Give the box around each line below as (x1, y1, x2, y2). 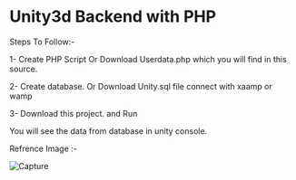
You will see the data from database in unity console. (9, 125, 208, 137)
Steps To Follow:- (9, 36, 75, 47)
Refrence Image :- (9, 143, 77, 154)
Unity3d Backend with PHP (9, 6, 216, 27)
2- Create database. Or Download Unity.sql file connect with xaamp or (9, 81, 272, 91)
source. (9, 63, 38, 74)
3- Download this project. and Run (9, 108, 138, 118)
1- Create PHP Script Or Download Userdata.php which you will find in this (9, 53, 288, 64)
